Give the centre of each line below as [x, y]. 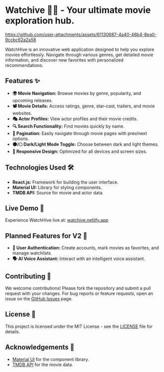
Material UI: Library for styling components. [57, 187]
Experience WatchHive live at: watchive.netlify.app [57, 220]
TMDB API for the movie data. [43, 365]
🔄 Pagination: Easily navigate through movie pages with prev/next [80, 133]
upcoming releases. [32, 100]
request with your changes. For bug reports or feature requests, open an [79, 293]
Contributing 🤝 [28, 276]
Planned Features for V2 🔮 [46, 236]
